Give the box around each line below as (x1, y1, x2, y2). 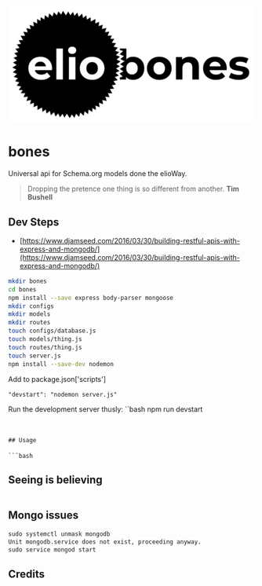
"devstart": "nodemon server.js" (8, 390, 118, 398)
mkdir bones (8, 277, 47, 285)
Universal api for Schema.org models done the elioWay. (8, 169, 187, 178)
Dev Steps (8, 215, 60, 229)
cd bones (8, 285, 37, 293)
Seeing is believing (8, 474, 104, 486)
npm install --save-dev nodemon (8, 360, 114, 368)
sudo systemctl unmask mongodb (8, 530, 111, 538)
